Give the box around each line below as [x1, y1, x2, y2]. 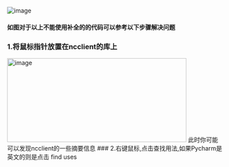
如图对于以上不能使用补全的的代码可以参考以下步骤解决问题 [7, 23, 176, 31]
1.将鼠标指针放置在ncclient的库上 [7, 42, 118, 51]
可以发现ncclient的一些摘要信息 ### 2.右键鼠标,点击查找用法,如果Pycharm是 [7, 144, 223, 152]
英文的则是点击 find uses [7, 153, 77, 161]
